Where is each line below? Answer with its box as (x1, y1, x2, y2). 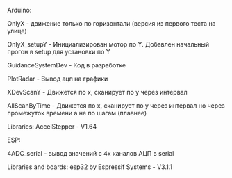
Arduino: (7, 6, 32, 14)
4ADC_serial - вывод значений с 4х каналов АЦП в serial (7, 149, 174, 157)
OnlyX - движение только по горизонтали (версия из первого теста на (7, 19, 216, 27)
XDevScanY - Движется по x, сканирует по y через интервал (7, 88, 188, 96)
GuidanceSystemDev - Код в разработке (7, 61, 126, 69)
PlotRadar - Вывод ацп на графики (7, 74, 108, 83)
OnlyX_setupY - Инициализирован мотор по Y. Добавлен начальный (7, 40, 210, 48)
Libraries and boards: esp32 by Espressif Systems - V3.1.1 (7, 163, 172, 171)
